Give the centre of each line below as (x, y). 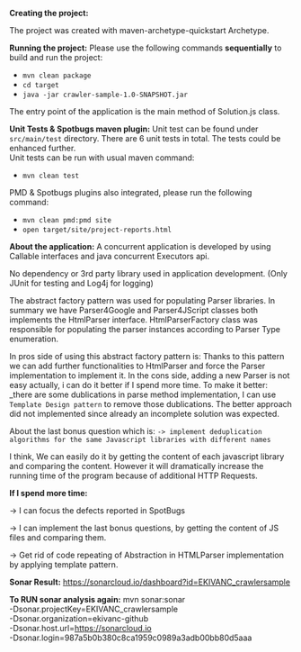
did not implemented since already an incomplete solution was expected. (145, 414)
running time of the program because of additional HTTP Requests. (133, 475)
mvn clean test (51, 176)
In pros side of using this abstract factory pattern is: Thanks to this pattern (147, 356)
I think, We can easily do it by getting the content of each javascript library (147, 457)
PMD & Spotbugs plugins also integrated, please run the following (131, 192)
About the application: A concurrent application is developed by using (140, 246)
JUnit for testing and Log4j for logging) (82, 283)
